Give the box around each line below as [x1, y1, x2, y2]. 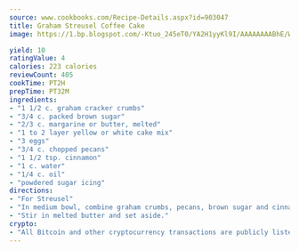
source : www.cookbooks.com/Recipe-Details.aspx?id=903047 [9, 12, 229, 22]
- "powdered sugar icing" [9, 178, 105, 187]
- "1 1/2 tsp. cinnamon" [9, 153, 101, 162]
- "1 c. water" [9, 161, 66, 170]
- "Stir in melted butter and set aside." [9, 211, 169, 220]
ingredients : [9, 95, 58, 104]
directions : [9, 186, 53, 196]
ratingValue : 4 [9, 54, 66, 63]
